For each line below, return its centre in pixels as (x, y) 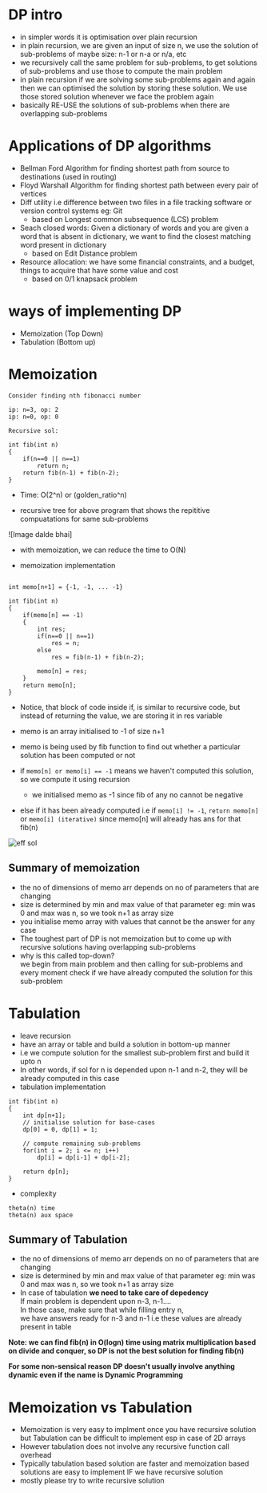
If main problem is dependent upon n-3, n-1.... (96, 1301)
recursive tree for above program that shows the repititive (115, 510)
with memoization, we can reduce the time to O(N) (103, 550)
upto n (30, 1061)
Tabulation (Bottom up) (58, 341)
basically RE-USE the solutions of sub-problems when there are (125, 105)
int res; (52, 629)
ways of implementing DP (95, 311)
